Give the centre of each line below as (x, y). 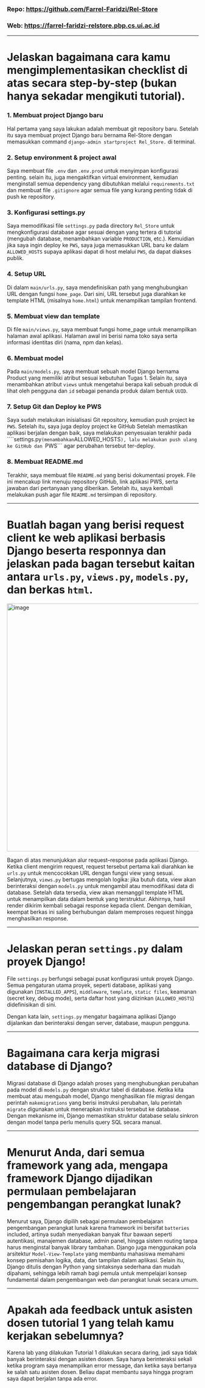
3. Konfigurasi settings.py (46, 212)
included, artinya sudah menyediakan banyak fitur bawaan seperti (89, 1234)
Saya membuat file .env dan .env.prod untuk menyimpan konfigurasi (93, 171)
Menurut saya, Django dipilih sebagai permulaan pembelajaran (85, 1221)
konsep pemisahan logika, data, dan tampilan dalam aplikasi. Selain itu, (96, 1260)
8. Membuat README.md (45, 461)
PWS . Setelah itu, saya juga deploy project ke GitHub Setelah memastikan (97, 427)
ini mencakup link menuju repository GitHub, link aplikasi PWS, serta (92, 482)
